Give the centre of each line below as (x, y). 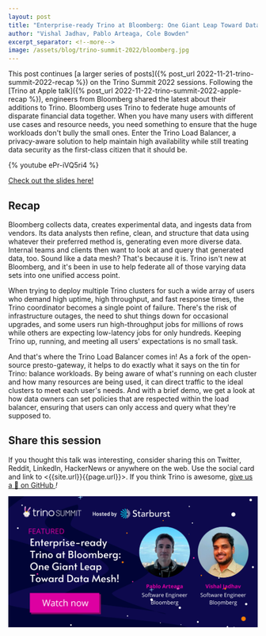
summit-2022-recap (41, 83)
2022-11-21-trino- (225, 74)
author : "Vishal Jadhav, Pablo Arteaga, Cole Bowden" (99, 33)
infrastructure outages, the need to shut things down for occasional (118, 316)
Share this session (55, 441)
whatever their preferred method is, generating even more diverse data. (125, 241)
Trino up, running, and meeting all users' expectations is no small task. (123, 341)
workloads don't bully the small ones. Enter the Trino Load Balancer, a (122, 133)
